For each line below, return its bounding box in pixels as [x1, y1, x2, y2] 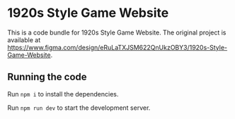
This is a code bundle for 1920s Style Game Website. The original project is [7, 28, 227, 37]
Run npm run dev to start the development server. [7, 104, 151, 112]
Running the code [7, 71, 87, 83]
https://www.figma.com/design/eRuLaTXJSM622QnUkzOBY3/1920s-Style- [7, 43, 228, 51]
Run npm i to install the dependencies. [7, 89, 119, 98]
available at [7, 35, 41, 44]
